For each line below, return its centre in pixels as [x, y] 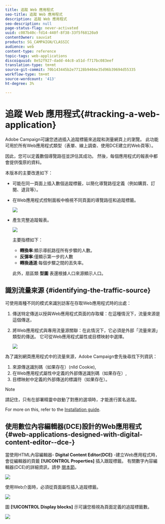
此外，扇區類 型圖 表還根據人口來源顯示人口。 [59, 273]
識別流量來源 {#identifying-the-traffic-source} [78, 290]
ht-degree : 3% [20, 83]
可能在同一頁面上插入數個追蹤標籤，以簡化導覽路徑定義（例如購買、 [82, 183]
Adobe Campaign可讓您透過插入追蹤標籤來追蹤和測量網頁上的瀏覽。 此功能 [82, 139]
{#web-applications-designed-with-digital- [74, 434]
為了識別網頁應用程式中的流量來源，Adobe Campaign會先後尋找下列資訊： [81, 357]
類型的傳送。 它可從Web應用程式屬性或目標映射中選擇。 [69, 337]
